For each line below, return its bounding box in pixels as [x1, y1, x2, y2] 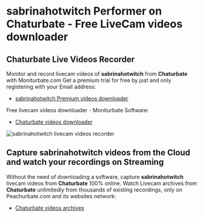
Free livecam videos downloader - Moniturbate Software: [6, 107, 149, 113]
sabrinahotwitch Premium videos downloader [15, 95, 128, 102]
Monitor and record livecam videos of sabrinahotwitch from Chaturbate [6, 70, 188, 77]
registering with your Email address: [6, 83, 96, 90]
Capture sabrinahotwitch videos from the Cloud [6, 147, 191, 158]
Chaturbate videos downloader [15, 118, 93, 125]
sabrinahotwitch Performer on [6, 4, 162, 18]
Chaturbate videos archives [15, 204, 85, 212]
